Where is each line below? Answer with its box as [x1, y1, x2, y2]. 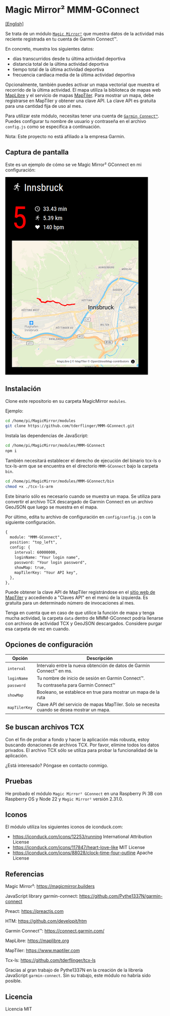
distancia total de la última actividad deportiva [12, 61, 109, 67]
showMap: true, [14, 565, 47, 570]
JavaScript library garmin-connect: [5, 893, 78, 899]
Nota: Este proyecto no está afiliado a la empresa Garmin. [5, 133, 125, 139]
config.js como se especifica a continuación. [5, 123, 101, 130]
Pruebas [5, 777, 33, 786]
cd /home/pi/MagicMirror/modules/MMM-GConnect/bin [5, 479, 114, 484]
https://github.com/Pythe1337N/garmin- [79, 893, 163, 899]
